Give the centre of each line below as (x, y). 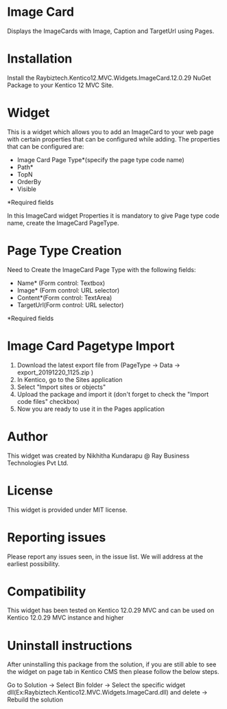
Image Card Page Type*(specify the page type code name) (101, 159)
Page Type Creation (64, 251)
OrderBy (29, 181)
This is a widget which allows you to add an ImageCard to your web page (110, 132)
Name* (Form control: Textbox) (61, 283)
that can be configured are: (46, 146)
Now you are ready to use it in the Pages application (91, 409)
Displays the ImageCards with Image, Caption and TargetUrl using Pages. (111, 31)
